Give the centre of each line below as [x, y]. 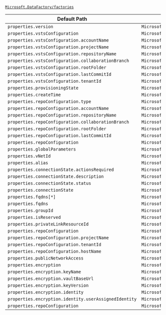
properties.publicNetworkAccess [46, 258]
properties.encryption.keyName [44, 272]
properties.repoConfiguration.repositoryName [62, 115]
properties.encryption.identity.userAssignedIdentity [72, 299]
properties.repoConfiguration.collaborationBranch [68, 122]
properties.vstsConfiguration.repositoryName [62, 54]
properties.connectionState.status [49, 183]
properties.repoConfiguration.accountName [58, 108]
